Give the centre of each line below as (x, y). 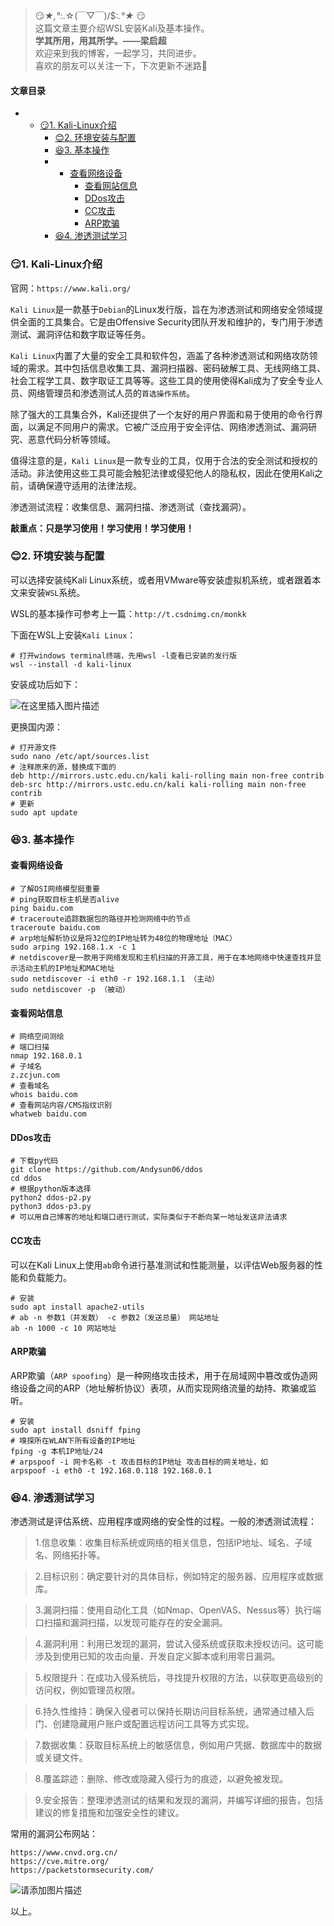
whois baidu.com (44, 1095)
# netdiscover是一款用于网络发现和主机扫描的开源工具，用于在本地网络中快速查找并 (162, 957)
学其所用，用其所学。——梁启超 (100, 40)
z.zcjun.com (35, 1075)
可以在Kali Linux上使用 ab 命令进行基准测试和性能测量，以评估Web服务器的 (162, 1265)
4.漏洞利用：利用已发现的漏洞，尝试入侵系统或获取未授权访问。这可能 (179, 1644)
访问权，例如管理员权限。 (87, 1690)
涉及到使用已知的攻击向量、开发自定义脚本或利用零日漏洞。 (157, 1656)
